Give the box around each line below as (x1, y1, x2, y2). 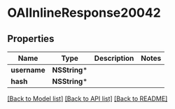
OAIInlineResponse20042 (7, 5, 161, 21)
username (10, 65, 45, 75)
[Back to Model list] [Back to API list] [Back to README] (7, 94, 168, 103)
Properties (7, 33, 55, 45)
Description (94, 54, 134, 63)
